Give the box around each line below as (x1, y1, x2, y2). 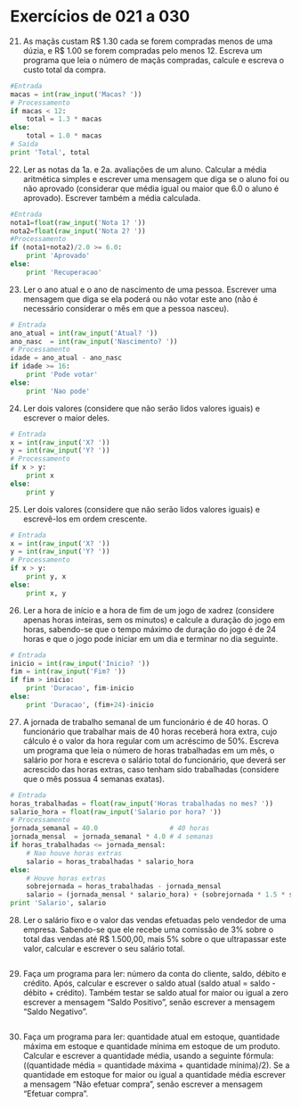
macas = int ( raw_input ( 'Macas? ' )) (10, 89, 142, 99)
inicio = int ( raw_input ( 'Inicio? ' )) (10, 659, 150, 668)
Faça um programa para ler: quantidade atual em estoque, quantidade (22, 1031, 280, 1042)
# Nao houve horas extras (26, 848, 123, 858)
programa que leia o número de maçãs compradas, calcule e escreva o (22, 54, 284, 65)
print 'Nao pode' (26, 387, 91, 396)
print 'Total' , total (10, 147, 91, 157)
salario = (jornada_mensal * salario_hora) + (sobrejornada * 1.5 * (26, 890, 286, 899)
